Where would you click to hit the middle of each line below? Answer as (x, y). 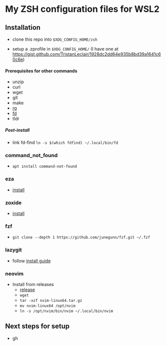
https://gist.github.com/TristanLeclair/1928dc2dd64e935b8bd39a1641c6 (86, 54)
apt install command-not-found (45, 167)
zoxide (13, 203)
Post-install (17, 130)
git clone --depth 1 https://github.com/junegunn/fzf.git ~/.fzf (81, 237)
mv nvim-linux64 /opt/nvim (48, 306)
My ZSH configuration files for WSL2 (82, 9)
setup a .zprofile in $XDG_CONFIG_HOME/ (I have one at (65, 49)
